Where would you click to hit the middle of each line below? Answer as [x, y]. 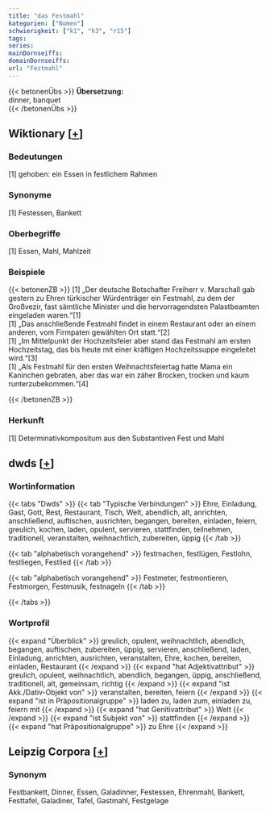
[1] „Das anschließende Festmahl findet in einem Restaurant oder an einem [132, 324]
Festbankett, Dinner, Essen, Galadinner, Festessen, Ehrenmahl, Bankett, [127, 792]
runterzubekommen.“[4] [48, 384]
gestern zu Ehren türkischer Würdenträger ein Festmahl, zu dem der [122, 298]
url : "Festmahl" [35, 69]
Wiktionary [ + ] [46, 134]
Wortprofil [29, 623]
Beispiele [27, 272]
